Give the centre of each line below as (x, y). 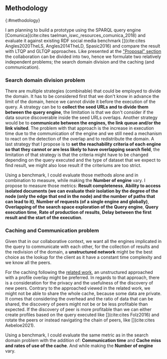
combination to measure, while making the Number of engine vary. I (75, 180)
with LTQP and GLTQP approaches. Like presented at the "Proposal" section (83, 51)
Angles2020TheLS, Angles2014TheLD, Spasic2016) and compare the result (83, 46)
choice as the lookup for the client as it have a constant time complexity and (83, 257)
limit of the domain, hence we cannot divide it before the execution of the (81, 101)
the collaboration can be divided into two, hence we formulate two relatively (83, 56)
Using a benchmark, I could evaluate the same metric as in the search (77, 335)
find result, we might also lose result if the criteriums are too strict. (74, 165)
